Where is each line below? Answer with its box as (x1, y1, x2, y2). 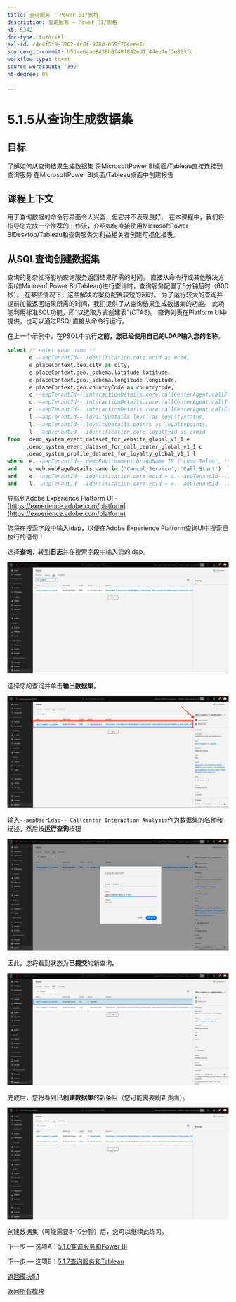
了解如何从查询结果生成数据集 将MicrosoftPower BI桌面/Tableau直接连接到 (7, 162, 223, 170)
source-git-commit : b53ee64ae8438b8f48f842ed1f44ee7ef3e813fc (7, 49, 193, 56)
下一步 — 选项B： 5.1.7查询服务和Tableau (7, 1257, 124, 1265)
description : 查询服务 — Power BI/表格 (7, 18, 118, 26)
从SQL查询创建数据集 (7, 253, 100, 265)
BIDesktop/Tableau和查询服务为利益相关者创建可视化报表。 (7, 231, 179, 239)
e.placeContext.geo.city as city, (29, 361, 131, 368)
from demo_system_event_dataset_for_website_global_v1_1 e (7, 436, 190, 443)
